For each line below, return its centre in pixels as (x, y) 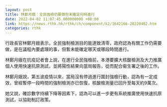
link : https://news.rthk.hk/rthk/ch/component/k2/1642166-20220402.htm (81, 24)
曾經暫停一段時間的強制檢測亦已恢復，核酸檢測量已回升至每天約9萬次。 (87, 83)
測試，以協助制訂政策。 (29, 100)
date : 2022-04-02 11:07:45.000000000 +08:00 (52, 19)
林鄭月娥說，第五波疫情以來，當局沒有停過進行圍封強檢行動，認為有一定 (79, 77)
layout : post (19, 10)
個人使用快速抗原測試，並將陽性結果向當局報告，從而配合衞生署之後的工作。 (83, 66)
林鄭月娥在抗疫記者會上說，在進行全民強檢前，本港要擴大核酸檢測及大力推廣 (83, 60)
